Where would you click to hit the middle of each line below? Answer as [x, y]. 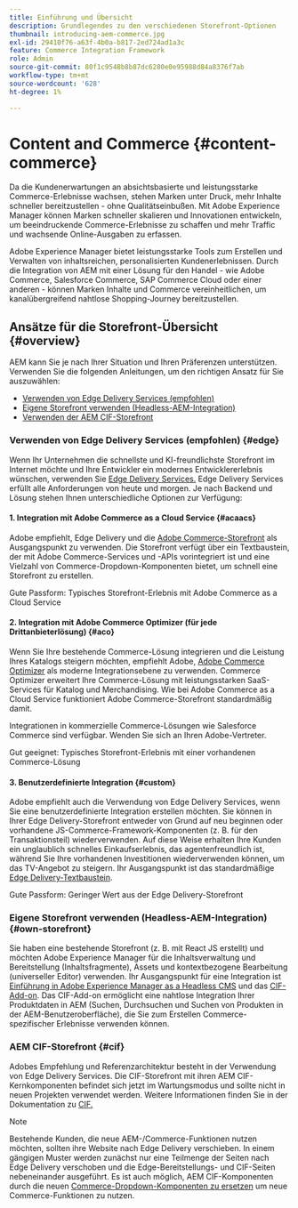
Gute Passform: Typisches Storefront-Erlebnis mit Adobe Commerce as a [143, 592]
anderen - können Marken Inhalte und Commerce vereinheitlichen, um [138, 289]
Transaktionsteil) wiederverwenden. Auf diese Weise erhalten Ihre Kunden [145, 840]
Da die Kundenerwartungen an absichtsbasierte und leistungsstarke [134, 187]
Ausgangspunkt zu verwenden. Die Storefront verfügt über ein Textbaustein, [149, 547]
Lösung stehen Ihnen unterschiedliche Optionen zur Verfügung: [126, 497]
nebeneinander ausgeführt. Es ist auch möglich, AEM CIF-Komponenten [141, 1176]
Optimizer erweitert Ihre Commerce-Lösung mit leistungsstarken [128, 680]
